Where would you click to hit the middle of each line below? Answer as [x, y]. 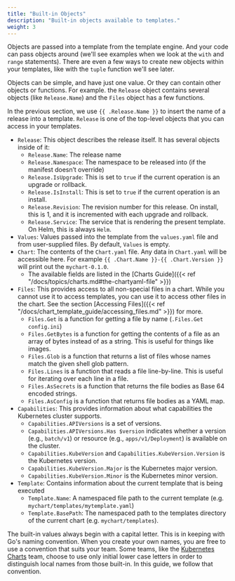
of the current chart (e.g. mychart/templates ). [93, 521]
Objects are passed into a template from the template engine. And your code [118, 47]
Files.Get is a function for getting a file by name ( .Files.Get [115, 319]
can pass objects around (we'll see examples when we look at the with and [116, 54]
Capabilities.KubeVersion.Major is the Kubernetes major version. [123, 469]
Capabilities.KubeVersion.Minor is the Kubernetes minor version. [123, 476]
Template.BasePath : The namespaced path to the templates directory [127, 513]
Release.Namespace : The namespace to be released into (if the [117, 162]
